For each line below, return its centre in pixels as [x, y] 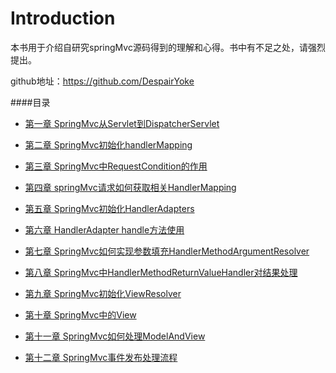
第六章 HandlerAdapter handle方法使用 [104, 229]
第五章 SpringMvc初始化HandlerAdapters [109, 208]
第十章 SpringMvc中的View [80, 314]
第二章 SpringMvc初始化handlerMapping [108, 144]
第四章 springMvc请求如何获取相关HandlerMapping [130, 187]
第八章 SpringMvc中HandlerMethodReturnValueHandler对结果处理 [161, 272]
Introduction [63, 18]
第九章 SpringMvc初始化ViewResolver [103, 293]
